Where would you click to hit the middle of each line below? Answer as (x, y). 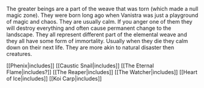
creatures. (19, 54)
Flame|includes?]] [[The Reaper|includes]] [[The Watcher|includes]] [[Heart (102, 72)
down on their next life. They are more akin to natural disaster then (90, 47)
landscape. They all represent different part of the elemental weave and (97, 35)
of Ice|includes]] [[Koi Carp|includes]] (54, 79)
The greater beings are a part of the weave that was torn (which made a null (102, 9)
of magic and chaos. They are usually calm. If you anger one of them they (100, 22)
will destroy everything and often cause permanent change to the (89, 28)
